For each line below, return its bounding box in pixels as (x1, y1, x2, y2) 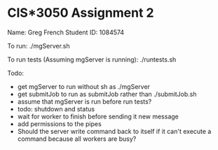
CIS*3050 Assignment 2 (7, 5, 154, 21)
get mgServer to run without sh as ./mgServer (17, 82, 151, 90)
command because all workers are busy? (17, 135, 137, 143)
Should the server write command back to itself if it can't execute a (17, 127, 212, 135)
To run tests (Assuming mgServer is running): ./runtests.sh (7, 55, 177, 64)
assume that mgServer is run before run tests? (17, 97, 152, 106)
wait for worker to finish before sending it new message (17, 112, 179, 121)
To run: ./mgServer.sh (7, 41, 70, 50)
